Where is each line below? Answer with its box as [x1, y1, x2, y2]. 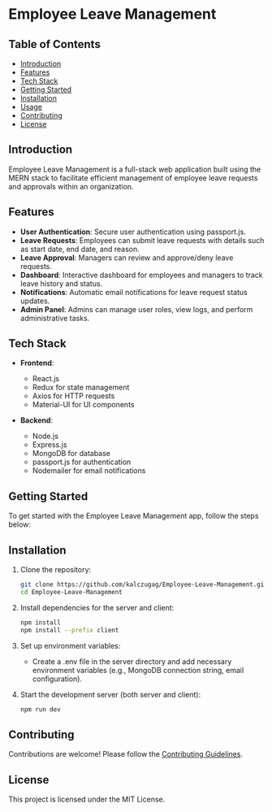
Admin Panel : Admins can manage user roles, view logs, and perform [19, 304, 253, 314]
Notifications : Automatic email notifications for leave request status [19, 287, 248, 297]
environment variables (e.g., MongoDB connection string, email [32, 665, 244, 675]
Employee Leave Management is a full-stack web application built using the [8, 164, 261, 174]
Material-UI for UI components [32, 400, 135, 410]
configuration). [32, 674, 83, 684]
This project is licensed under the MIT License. [8, 794, 166, 805]
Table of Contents [8, 37, 101, 51]
